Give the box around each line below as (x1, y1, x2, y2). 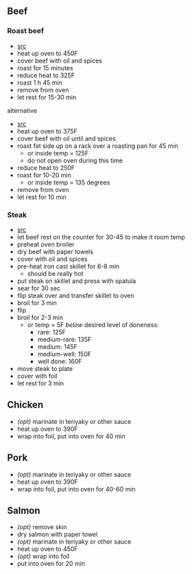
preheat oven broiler (16, 240, 75, 248)
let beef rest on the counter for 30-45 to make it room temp (16, 233, 185, 241)
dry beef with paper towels (16, 247, 94, 255)
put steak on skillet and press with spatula (16, 277, 136, 285)
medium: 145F (37, 342, 77, 350)
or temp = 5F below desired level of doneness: (27, 320, 159, 329)
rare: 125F (37, 328, 67, 336)
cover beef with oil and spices (16, 56, 103, 65)
